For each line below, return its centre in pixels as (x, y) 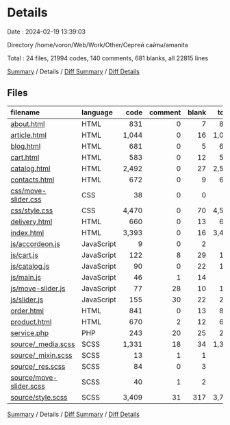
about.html (28, 123)
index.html (27, 232)
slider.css (26, 199)
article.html (28, 135)
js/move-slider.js (38, 288)
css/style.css (32, 210)
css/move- (28, 191)
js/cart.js (25, 255)
